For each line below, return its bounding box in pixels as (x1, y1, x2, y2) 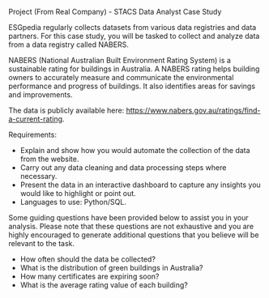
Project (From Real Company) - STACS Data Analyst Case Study (8, 7, 222, 16)
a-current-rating (8, 114, 63, 124)
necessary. (19, 172, 58, 181)
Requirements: (8, 130, 57, 139)
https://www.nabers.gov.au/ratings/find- (126, 105, 261, 115)
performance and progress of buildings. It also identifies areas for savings (8, 81, 256, 91)
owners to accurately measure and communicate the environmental (8, 73, 234, 82)
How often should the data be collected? (19, 254, 156, 264)
